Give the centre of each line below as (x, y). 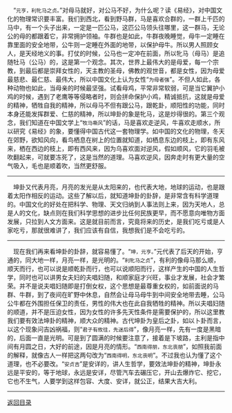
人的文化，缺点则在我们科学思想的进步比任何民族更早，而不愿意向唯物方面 (119, 213)
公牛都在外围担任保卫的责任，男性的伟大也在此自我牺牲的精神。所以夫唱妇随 (116, 303)
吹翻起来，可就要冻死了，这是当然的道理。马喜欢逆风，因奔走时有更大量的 (113, 157)
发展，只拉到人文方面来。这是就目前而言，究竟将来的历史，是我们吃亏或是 (113, 221)
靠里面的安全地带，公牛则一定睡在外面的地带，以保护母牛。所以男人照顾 (110, 45)
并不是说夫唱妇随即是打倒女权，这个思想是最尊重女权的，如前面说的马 (119, 286)
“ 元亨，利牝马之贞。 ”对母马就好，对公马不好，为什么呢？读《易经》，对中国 (115, 10)
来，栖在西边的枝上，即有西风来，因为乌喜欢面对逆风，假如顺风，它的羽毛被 (116, 148)
